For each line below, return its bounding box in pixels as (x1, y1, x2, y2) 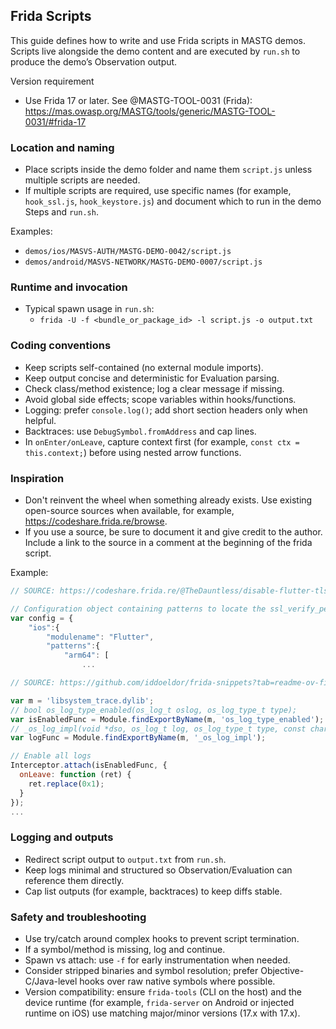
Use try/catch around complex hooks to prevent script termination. (24, 932, 300, 944)
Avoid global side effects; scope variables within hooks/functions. (24, 393, 297, 405)
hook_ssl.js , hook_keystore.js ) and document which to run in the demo (24, 195, 322, 208)
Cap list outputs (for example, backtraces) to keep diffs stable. (24, 885, 283, 897)
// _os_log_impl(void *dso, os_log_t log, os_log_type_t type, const (10, 724, 307, 734)
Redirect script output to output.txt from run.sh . (24, 853, 227, 865)
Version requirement (10, 75, 95, 87)
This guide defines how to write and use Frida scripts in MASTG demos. (10, 34, 307, 46)
